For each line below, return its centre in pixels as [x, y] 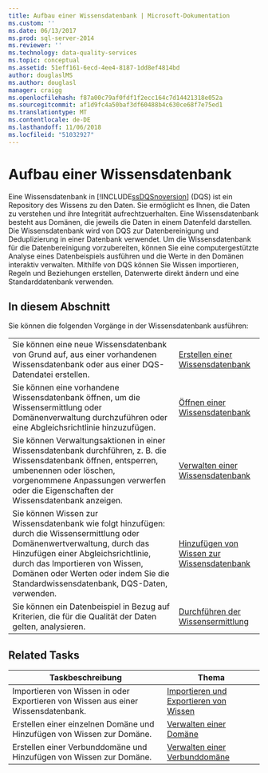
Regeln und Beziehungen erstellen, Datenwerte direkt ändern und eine [124, 273]
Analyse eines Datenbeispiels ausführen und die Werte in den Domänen [126, 256]
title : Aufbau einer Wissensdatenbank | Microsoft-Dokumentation [119, 16]
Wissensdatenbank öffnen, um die [77, 398]
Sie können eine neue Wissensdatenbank [90, 345]
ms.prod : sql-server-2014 [51, 38]
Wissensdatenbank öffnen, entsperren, [85, 461]
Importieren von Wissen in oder [71, 691]
